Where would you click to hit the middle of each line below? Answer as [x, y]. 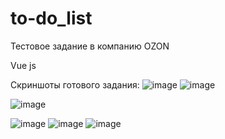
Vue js [23, 65]
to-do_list [51, 18]
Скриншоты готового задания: [75, 84]
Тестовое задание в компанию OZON [90, 46]
